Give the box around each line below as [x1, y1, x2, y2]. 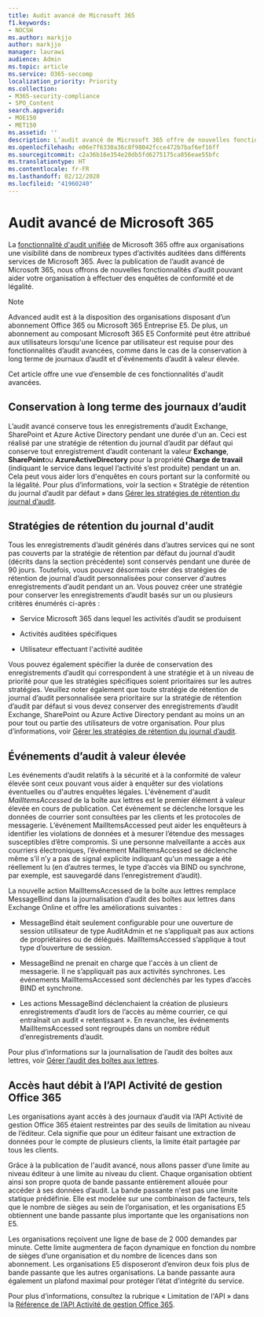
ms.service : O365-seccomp [8, 70, 93, 78]
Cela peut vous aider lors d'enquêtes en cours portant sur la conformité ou [8, 472, 250, 481]
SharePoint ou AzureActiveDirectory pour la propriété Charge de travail [8, 454, 244, 464]
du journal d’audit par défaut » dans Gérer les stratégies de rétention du [8, 488, 240, 498]
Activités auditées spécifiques [19, 629, 118, 638]
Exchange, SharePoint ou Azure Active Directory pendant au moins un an [8, 710, 245, 720]
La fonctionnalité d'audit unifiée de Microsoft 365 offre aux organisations [8, 239, 245, 249]
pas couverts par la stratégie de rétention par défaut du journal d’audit [8, 549, 236, 558]
